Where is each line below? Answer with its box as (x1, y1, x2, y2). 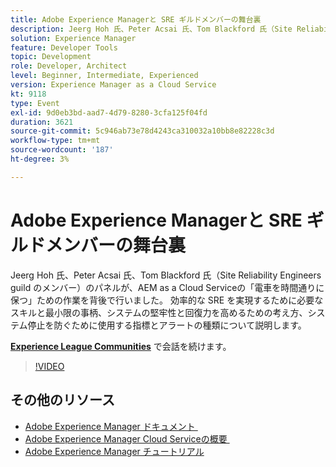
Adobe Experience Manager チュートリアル (24, 445, 205, 457)
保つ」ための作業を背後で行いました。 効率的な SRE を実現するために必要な (10, 294, 324, 306)
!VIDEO (34, 360, 65, 372)
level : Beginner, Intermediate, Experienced (10, 71, 199, 81)
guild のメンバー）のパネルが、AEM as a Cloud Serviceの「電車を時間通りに (10, 281, 325, 293)
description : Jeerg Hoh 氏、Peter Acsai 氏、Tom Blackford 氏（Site (10, 24, 293, 34)
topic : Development (10, 52, 92, 62)
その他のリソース (10, 392, 115, 409)
